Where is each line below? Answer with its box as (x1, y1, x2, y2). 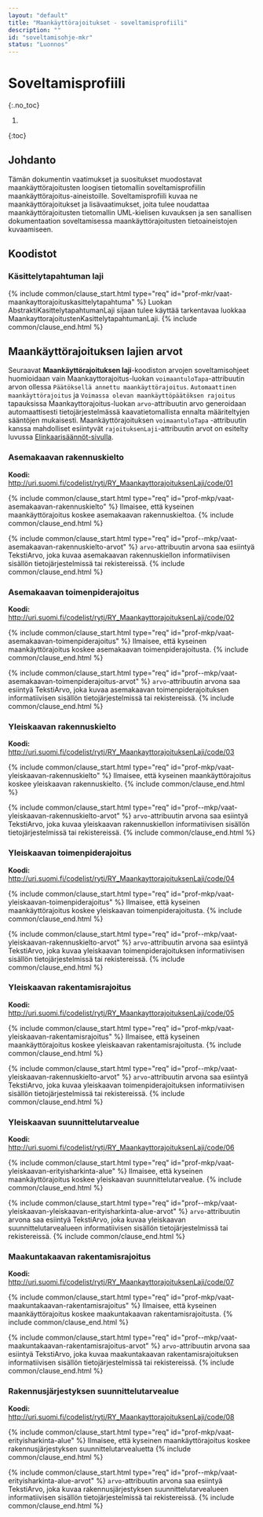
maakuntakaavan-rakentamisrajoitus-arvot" (8, 1341, 149, 1351)
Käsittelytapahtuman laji (8, 271, 104, 282)
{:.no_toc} (8, 101, 40, 110)
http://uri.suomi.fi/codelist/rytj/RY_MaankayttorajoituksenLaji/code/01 (8, 478, 233, 488)
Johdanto (8, 154, 57, 167)
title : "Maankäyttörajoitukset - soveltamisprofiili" (8, 19, 188, 27)
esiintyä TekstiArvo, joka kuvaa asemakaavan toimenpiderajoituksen (8, 685, 229, 694)
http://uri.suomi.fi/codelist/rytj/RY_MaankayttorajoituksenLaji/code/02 (8, 612, 235, 622)
